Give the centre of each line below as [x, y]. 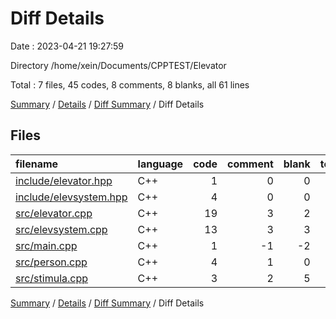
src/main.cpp [46, 245]
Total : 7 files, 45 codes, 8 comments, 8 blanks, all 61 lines [130, 84]
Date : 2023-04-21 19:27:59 [67, 46]
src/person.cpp [51, 262]
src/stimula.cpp [52, 278]
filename [37, 164]
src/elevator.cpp [54, 213]
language [160, 164]
